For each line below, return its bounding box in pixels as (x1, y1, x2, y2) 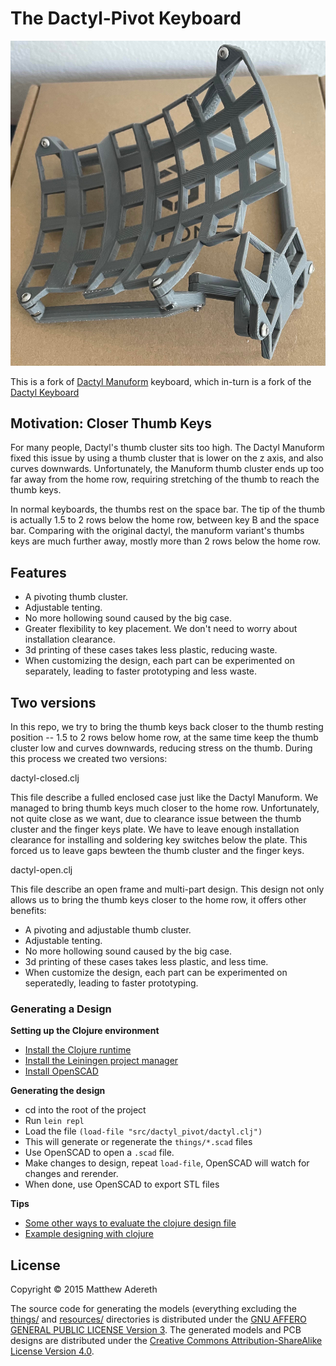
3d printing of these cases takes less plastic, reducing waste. (24, 644, 278, 656)
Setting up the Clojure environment (10, 1025, 160, 1037)
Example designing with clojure (24, 1228, 154, 1240)
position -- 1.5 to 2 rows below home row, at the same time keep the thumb (10, 732, 319, 744)
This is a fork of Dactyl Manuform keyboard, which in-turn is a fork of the (10, 375, 312, 387)
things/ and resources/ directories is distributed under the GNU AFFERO (10, 1313, 307, 1326)
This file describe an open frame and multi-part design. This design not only (10, 883, 325, 896)
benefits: (10, 905, 47, 917)
